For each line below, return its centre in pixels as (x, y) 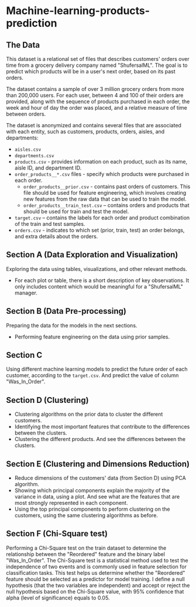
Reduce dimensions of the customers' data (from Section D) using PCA (100, 478)
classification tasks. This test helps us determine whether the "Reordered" (96, 572)
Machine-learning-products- (78, 11)
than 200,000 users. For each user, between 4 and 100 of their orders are (95, 95)
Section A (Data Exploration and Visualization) (92, 255)
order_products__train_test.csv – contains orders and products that (106, 205)
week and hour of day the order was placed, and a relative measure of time (97, 108)
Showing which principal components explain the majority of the (92, 490)
